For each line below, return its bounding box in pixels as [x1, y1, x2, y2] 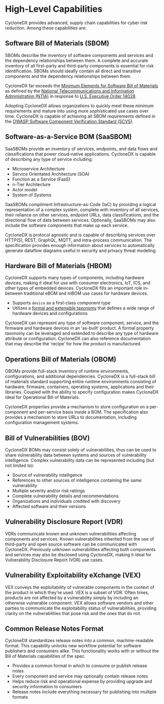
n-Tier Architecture [12, 181, 51, 187]
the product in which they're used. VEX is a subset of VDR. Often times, [5, 589, 149, 595]
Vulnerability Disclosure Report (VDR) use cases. [5, 557, 104, 563]
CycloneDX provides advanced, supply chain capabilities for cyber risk [5, 20, 148, 26]
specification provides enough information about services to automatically [5, 242, 155, 248]
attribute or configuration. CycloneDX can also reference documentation [5, 336, 151, 341]
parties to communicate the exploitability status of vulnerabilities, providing [5, 605, 157, 611]
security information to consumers [12, 684, 82, 690]
